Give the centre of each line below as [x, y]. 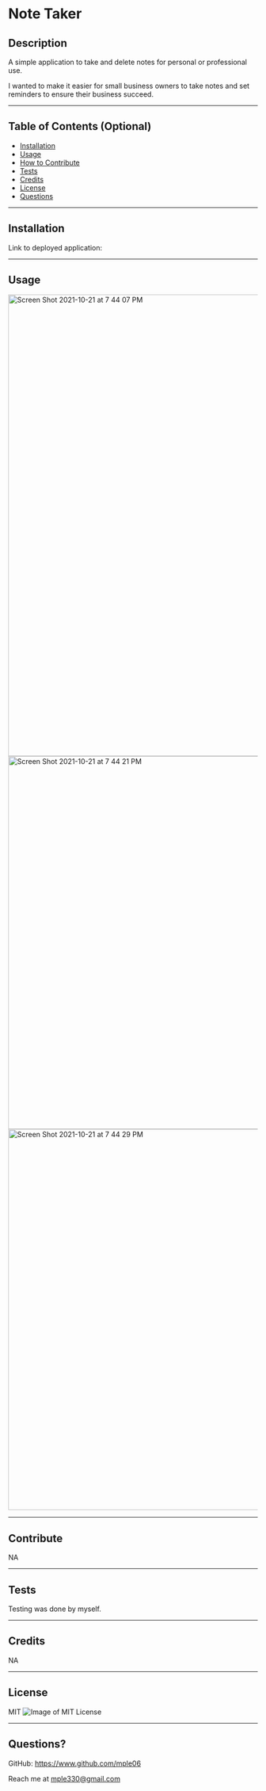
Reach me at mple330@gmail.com [65, 1778]
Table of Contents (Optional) [80, 126]
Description [38, 43]
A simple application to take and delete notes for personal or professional [128, 62]
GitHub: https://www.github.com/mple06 [74, 1763]
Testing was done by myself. [55, 1609]
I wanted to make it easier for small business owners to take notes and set [129, 86]
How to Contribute [50, 162]
